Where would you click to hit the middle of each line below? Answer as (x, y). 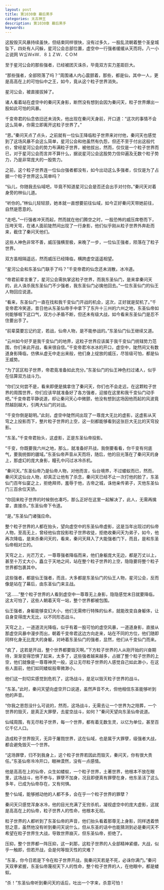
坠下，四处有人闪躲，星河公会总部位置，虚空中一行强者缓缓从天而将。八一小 (82, 48)
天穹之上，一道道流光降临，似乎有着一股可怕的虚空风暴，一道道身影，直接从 (82, 627)
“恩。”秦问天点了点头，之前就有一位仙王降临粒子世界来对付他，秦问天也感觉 (81, 135)
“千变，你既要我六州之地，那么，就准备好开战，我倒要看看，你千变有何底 (79, 448)
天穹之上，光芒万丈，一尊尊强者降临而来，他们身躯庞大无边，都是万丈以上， (82, 555)
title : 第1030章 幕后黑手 (29, 14)
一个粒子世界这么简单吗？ (35, 176)
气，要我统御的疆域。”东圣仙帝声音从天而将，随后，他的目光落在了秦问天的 (80, 454)
